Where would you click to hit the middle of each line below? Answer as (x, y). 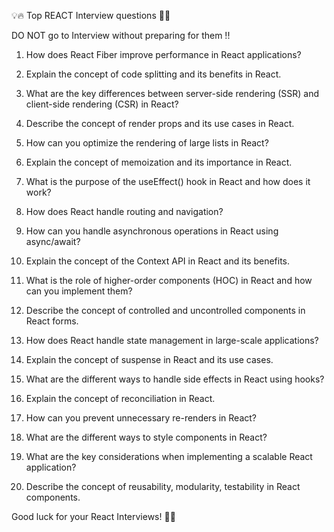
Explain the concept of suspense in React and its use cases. (149, 359)
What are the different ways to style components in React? (146, 437)
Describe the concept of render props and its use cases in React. (160, 123)
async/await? (53, 241)
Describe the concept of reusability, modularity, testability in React (163, 486)
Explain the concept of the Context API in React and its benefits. (158, 261)
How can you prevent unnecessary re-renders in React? (141, 418)
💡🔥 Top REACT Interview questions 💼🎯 (91, 15)
